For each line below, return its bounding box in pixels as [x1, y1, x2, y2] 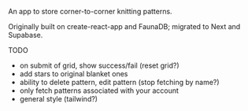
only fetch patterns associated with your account [19, 86, 180, 95]
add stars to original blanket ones [19, 69, 128, 78]
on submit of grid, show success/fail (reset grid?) [19, 61, 180, 70]
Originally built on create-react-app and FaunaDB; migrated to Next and [8, 22, 241, 31]
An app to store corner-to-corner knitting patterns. [8, 7, 172, 16]
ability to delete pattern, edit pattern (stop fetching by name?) [19, 78, 220, 87]
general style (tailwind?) [19, 94, 98, 103]
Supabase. [8, 31, 43, 39]
